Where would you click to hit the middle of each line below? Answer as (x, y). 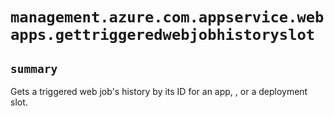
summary (34, 68)
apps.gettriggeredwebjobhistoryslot (163, 35)
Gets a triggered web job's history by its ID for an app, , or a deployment (159, 91)
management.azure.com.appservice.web (167, 17)
